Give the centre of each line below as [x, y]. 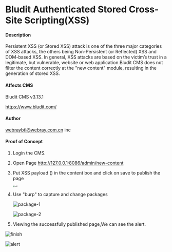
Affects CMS [19, 85]
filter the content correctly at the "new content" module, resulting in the [81, 68]
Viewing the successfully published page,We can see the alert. [79, 224]
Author [13, 119]
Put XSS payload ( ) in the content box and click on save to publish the [87, 173]
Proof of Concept [24, 142]
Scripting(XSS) [57, 20]
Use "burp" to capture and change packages [60, 195]
